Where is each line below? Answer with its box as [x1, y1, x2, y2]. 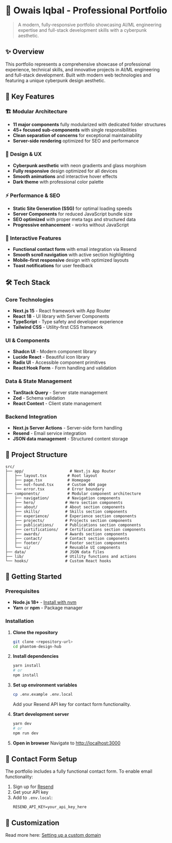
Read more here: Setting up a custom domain [5, 832, 101, 838]
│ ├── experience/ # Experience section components [5, 513, 137, 519]
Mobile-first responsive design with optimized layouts [12, 257, 129, 263]
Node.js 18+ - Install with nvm [12, 599, 77, 605]
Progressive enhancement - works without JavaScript [12, 222, 129, 228]
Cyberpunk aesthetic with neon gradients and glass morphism [12, 162, 146, 168]
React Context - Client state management [12, 400, 102, 406]
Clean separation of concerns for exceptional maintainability [12, 132, 143, 139]
